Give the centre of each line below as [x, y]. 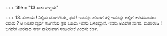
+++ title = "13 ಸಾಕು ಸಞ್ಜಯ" [32, 7]
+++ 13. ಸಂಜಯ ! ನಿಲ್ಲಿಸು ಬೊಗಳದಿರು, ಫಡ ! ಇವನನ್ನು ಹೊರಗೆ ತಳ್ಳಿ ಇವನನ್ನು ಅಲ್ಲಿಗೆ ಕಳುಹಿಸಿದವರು [81, 17]
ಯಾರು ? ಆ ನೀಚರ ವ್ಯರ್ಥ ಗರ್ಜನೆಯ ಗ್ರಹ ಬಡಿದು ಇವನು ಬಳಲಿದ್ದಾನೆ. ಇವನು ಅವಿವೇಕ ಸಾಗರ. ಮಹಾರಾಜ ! [84, 23]
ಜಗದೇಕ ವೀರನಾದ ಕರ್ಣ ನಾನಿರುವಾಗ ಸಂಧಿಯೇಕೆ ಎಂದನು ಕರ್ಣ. [52, 29]
